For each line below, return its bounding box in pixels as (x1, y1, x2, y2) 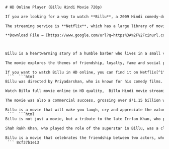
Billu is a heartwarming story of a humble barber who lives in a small (5, 51, 161, 56)
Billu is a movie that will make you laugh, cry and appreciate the (5, 107, 152, 112)
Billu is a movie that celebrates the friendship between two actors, (5, 135, 156, 140)
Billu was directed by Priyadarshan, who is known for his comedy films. (5, 79, 163, 84)
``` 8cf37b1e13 (7, 140, 39, 145)
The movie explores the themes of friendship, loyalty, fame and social (5, 60, 161, 65)
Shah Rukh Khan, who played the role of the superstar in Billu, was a (5, 126, 158, 131)
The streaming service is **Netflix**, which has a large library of (5, 23, 154, 29)
